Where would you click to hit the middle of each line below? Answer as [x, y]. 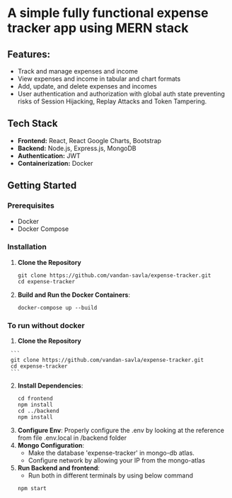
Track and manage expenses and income [77, 71]
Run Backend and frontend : [59, 468]
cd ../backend [38, 411]
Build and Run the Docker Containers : [74, 295]
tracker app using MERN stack [98, 28]
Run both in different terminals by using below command [110, 475]
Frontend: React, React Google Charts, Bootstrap [89, 140]
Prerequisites [31, 205]
